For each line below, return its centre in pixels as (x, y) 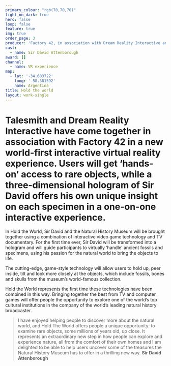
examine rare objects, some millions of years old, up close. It (81, 331)
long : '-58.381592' (35, 81)
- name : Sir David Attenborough (44, 52)
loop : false (18, 24)
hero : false (18, 19)
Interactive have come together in (78, 131)
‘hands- (136, 163)
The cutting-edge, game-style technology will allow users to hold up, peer (83, 268)
